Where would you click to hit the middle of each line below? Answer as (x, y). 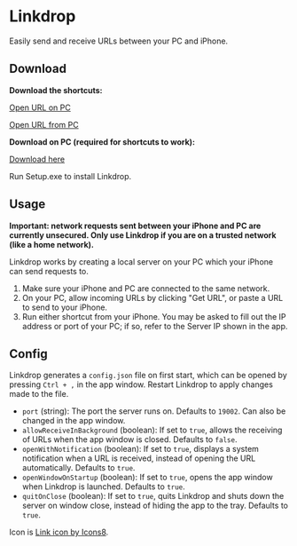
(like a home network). (52, 244)
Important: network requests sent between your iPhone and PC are (135, 226)
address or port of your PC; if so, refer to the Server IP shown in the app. (155, 326)
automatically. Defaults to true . (78, 468)
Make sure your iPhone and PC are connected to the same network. (146, 288)
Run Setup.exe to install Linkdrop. (70, 176)
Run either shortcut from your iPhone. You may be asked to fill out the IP (154, 316)
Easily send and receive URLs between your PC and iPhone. (119, 41)
